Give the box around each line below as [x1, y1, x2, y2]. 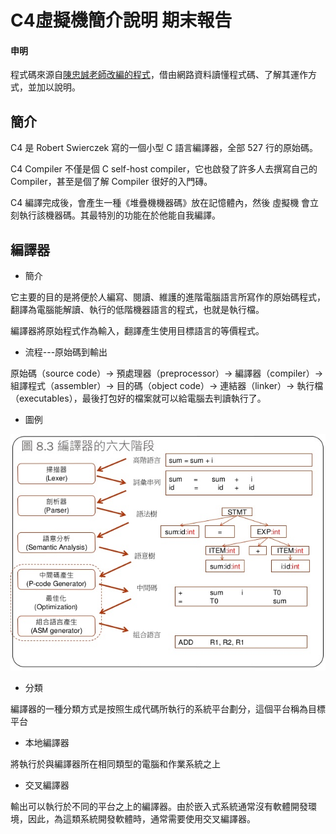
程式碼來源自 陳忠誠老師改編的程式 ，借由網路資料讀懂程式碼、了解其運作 [10, 69, 308, 81]
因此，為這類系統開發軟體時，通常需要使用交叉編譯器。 [27, 813, 256, 825]
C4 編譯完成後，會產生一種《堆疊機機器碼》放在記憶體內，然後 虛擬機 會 [10, 197, 311, 209]
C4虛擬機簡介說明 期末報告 [10, 9, 233, 32]
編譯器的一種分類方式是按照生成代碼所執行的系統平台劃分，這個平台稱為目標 [10, 703, 326, 715]
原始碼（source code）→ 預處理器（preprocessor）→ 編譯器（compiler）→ [10, 367, 324, 380]
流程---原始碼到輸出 [24, 346, 108, 358]
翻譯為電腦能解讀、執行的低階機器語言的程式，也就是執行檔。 [10, 304, 265, 316]
